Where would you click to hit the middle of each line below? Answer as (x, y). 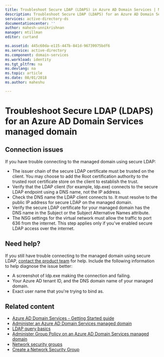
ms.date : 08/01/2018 (26, 78)
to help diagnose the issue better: (39, 266)
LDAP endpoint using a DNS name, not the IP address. (66, 192)
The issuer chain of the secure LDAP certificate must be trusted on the (83, 171)
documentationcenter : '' (30, 23)
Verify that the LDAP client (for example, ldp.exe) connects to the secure (85, 186)
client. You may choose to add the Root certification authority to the (80, 176)
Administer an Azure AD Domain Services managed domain (72, 324)
